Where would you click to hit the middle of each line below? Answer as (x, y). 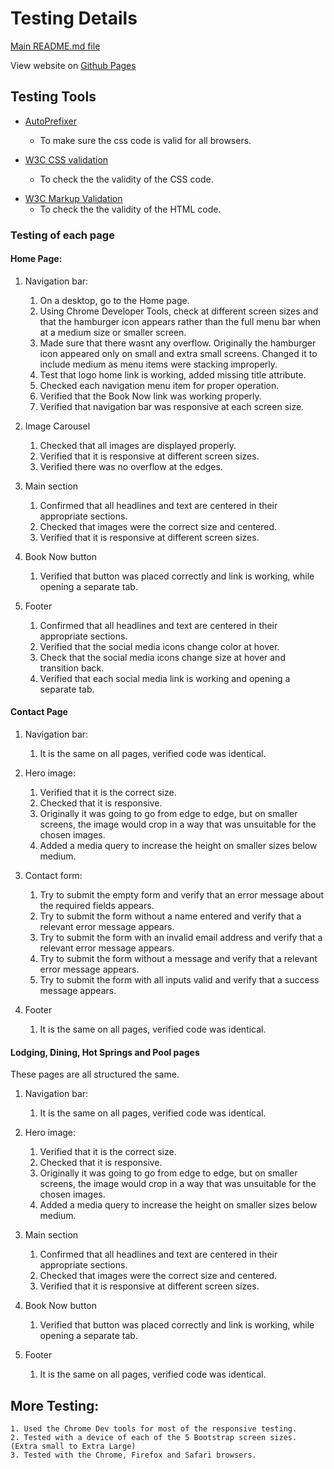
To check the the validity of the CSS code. (126, 179)
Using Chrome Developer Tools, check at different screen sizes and (179, 311)
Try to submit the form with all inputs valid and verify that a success (179, 980)
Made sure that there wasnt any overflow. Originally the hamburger (178, 343)
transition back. (72, 668)
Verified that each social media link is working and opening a (165, 678)
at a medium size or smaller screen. (113, 332)
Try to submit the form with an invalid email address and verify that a (181, 938)
